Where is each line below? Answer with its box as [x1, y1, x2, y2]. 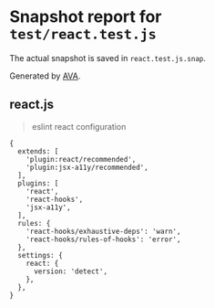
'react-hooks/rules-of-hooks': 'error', [26, 235, 181, 244]
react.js [9, 97, 55, 112]
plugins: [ [17, 178, 59, 188]
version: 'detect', [33, 267, 107, 276]
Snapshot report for [9, 6, 162, 27]
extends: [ [17, 146, 59, 156]
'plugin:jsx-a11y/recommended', [26, 163, 148, 172]
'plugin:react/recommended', [26, 154, 137, 164]
